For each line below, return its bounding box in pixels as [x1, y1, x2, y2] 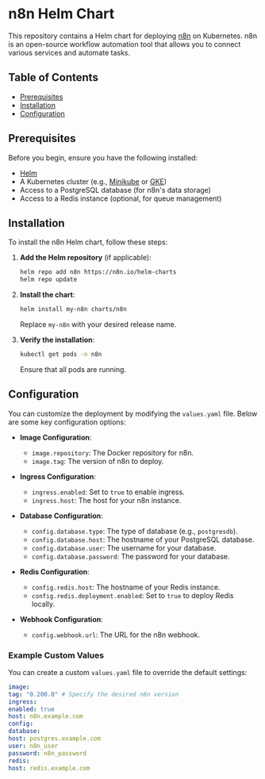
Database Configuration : [19, 511, 103, 520]
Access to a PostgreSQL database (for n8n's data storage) [19, 185, 212, 194]
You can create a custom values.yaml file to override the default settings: [8, 667, 248, 677]
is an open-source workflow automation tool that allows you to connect [8, 39, 241, 48]
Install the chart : [19, 290, 75, 300]
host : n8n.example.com [8, 712, 83, 720]
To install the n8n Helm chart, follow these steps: [8, 237, 168, 247]
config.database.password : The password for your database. [31, 551, 230, 561]
